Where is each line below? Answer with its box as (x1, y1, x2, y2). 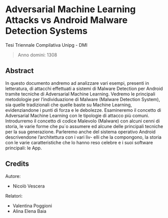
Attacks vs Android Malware (5, 14, 128, 26)
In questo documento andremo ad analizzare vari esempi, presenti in (5, 80, 149, 86)
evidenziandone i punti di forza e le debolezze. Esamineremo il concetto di (5, 107, 161, 113)
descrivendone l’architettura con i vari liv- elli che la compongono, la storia (5, 134, 162, 140)
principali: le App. (5, 145, 42, 151)
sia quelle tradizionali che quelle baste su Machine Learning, (5, 102, 132, 108)
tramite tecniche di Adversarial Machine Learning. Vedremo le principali (5, 90, 155, 97)
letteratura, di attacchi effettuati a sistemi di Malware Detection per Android (5, 85, 163, 91)
